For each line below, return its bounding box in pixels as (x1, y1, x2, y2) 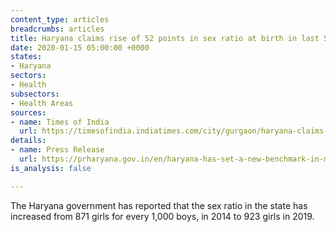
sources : (10, 107, 47, 118)
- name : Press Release (10, 145, 105, 155)
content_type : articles (10, 14, 110, 25)
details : (10, 136, 47, 146)
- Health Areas (10, 98, 74, 108)
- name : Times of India (10, 117, 110, 127)
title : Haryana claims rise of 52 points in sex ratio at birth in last (10, 33, 320, 43)
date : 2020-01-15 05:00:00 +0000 (10, 42, 150, 53)
